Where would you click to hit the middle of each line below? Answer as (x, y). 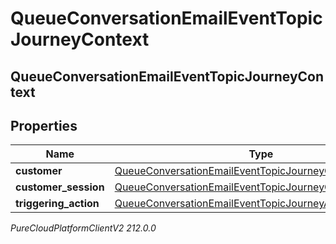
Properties (44, 125)
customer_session (60, 187)
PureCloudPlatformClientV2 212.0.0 (83, 228)
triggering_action (57, 204)
